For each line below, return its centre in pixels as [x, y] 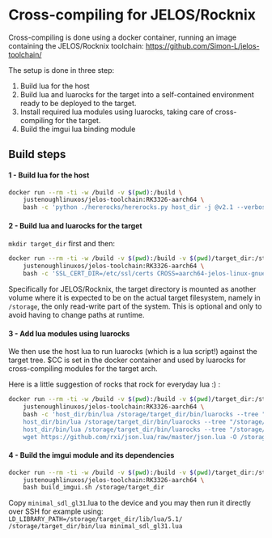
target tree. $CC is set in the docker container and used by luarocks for [127, 360]
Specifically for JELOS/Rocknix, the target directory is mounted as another [132, 288]
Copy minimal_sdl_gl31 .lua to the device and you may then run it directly [130, 503]
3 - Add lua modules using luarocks [69, 333]
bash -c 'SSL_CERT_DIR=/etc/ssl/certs [88, 274]
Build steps [37, 154]
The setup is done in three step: [62, 70]
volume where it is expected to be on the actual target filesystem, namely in [134, 297]
